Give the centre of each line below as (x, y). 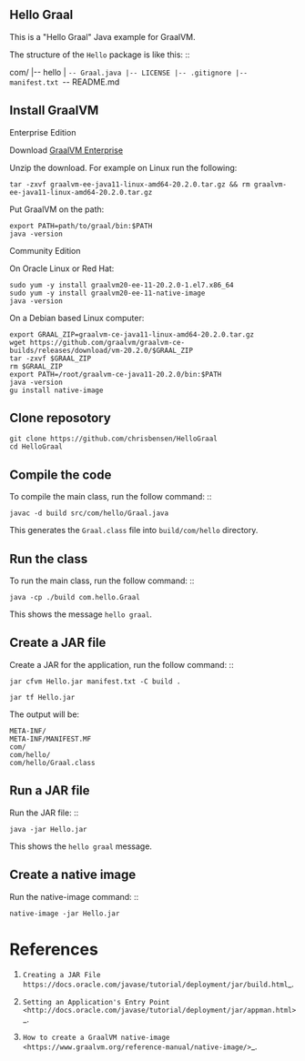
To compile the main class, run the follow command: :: (111, 497)
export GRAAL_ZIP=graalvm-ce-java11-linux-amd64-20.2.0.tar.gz (132, 334)
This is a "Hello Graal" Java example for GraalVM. (102, 36)
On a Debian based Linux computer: (77, 318)
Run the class (49, 559)
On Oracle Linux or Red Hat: (62, 268)
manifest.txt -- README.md (65, 82)
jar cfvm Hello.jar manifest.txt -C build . (95, 682)
